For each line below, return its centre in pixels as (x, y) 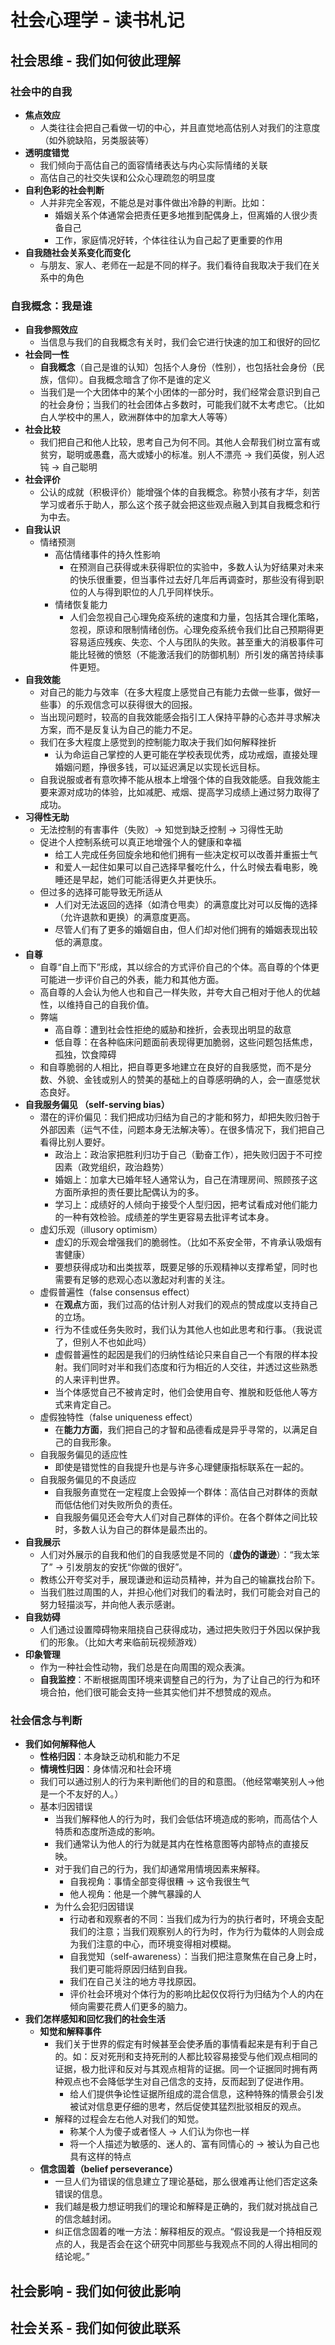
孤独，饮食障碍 (85, 1055)
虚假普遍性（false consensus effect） (117, 1292)
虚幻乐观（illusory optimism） (101, 1230)
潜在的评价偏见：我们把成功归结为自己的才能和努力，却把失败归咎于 (180, 1117)
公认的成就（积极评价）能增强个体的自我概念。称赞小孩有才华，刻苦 (180, 492)
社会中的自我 (41, 91)
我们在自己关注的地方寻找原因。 (135, 1982)
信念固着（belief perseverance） (108, 2169)
